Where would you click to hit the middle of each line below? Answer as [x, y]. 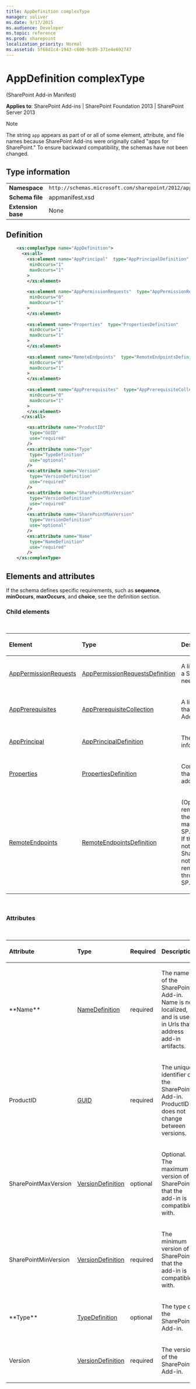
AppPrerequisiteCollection [118, 710]
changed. [17, 153]
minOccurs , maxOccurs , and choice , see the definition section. [83, 596]
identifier [174, 1074]
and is [170, 1017]
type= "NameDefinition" [57, 542]
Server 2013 [21, 112]
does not [174, 1111]
